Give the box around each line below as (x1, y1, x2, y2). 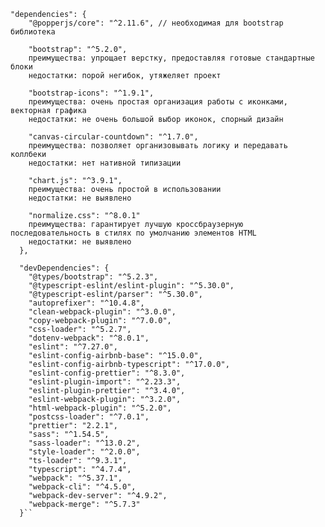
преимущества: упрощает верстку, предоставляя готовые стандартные (28, 53, 315, 63)
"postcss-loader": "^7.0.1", (28, 412, 150, 422)
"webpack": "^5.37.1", (28, 473, 123, 483)
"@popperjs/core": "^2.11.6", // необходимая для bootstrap (28, 18, 284, 28)
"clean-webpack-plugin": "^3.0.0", (28, 307, 177, 317)
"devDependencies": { (19, 263, 110, 273)
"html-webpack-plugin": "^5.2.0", (28, 403, 172, 413)
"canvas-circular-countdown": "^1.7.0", (28, 132, 199, 142)
